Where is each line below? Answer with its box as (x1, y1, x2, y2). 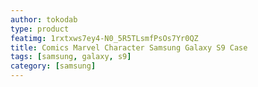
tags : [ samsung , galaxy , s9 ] (10, 52, 132, 62)
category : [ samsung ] (10, 61, 97, 71)
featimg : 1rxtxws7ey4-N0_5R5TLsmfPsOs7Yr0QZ (10, 33, 199, 43)
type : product (10, 24, 70, 34)
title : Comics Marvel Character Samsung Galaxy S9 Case (10, 42, 248, 53)
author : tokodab (10, 14, 78, 25)
